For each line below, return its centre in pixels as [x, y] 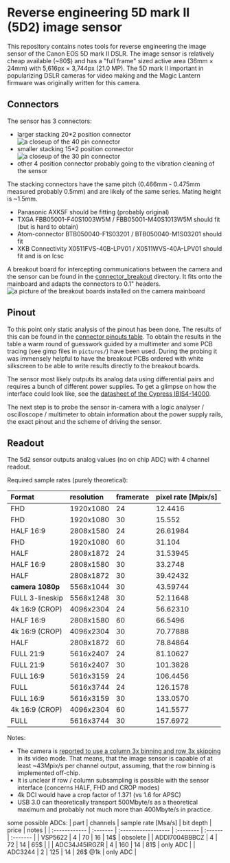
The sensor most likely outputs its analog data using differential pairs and [111, 379]
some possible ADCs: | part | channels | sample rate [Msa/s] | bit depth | [110, 823]
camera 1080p [35, 587]
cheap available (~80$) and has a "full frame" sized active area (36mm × [111, 60]
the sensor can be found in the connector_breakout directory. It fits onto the [114, 276]
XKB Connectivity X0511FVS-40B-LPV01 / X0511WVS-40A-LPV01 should [119, 248]
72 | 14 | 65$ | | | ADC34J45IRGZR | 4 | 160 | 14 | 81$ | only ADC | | [101, 845]
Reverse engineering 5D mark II [99, 13]
